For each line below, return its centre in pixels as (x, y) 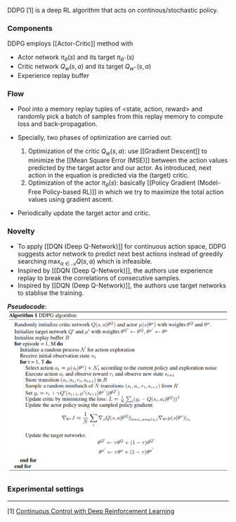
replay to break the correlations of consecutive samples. (99, 278)
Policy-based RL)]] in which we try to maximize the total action (133, 192)
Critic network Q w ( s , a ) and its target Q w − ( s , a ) (84, 67)
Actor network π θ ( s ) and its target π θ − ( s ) (76, 58)
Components (30, 28)
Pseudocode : (27, 306)
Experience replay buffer (53, 75)
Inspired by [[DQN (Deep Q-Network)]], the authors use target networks (122, 285)
